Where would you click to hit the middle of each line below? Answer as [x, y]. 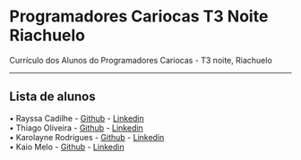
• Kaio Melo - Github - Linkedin [67, 147]
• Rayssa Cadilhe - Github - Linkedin [77, 118]
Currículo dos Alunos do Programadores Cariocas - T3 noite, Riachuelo [141, 60]
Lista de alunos [52, 97]
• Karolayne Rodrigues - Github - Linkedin [87, 137]
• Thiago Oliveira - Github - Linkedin [76, 128]
